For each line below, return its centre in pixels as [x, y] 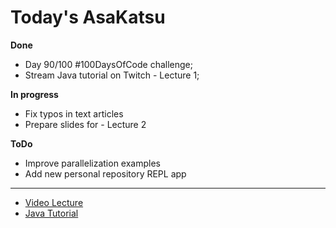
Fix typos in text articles [74, 113]
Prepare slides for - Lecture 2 [85, 124]
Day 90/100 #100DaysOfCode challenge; [108, 64]
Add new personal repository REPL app [105, 173]
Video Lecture [54, 202]
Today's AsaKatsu [88, 17]
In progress [34, 94]
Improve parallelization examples [92, 163]
